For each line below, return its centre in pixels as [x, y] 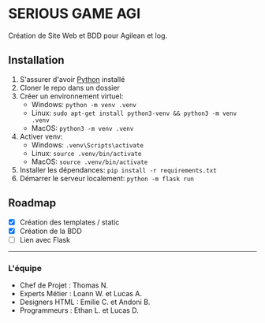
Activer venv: [41, 136]
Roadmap [32, 203]
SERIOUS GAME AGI [74, 14]
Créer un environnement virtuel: [71, 96]
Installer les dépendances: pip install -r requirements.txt [118, 169]
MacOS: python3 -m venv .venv [82, 128]
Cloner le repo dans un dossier [70, 87]
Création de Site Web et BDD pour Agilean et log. [88, 35]
